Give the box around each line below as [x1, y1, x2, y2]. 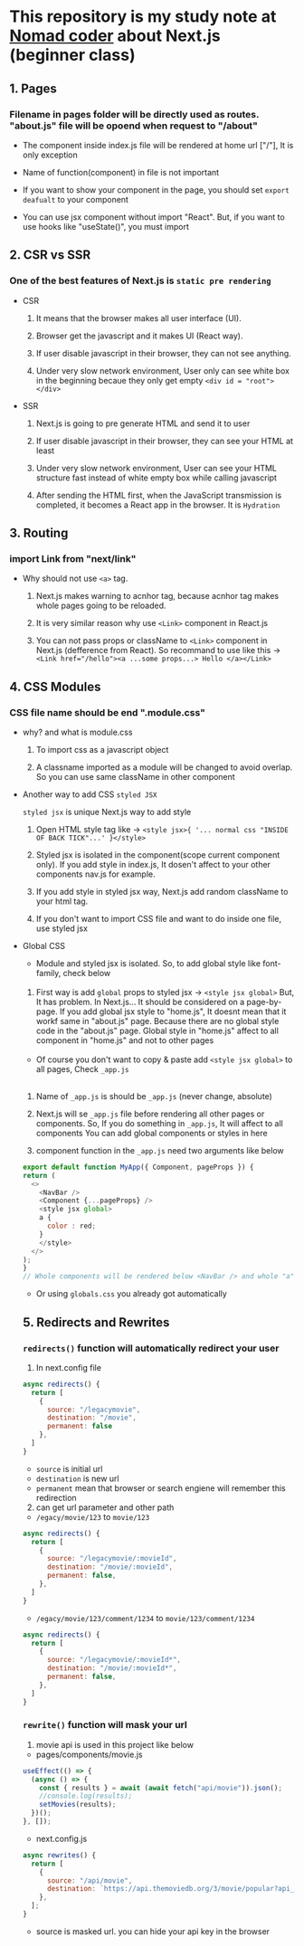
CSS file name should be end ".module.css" [9, 706, 205, 718]
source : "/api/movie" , [46, 1875, 133, 1885]
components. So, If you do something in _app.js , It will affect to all [35, 1117, 283, 1128]
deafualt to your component [22, 194, 129, 204]
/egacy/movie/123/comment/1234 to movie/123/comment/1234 [35, 1612, 255, 1623]
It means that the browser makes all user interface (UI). [35, 312, 242, 323]
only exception [22, 149, 79, 160]
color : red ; [46, 1221, 97, 1231]
